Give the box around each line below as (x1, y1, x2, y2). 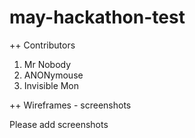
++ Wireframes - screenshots (9, 99, 132, 111)
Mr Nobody (23, 58, 72, 70)
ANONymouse (23, 69, 84, 81)
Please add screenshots (9, 118, 109, 130)
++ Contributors (9, 39, 76, 51)
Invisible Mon (23, 79, 80, 91)
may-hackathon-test (9, 6, 186, 29)
